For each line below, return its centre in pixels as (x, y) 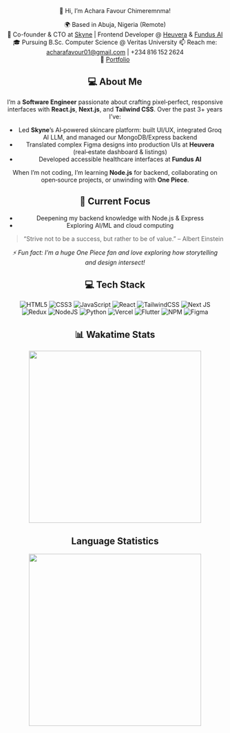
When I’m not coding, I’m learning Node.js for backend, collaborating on (115, 172)
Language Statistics (115, 541)
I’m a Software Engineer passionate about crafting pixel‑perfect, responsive (115, 102)
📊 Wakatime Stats (115, 334)
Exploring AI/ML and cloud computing (120, 225)
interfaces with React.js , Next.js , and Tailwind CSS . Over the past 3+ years (115, 109)
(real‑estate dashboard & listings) (120, 151)
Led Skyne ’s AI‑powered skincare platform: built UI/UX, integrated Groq (120, 129)
